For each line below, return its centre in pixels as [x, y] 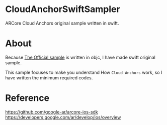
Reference [27, 98]
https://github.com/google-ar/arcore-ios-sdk [52, 112]
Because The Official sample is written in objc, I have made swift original [80, 57]
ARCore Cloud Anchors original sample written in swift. [62, 23]
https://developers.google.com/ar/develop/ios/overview [63, 117]
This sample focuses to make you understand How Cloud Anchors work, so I [84, 72]
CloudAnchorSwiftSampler [63, 9]
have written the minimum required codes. [49, 78]
